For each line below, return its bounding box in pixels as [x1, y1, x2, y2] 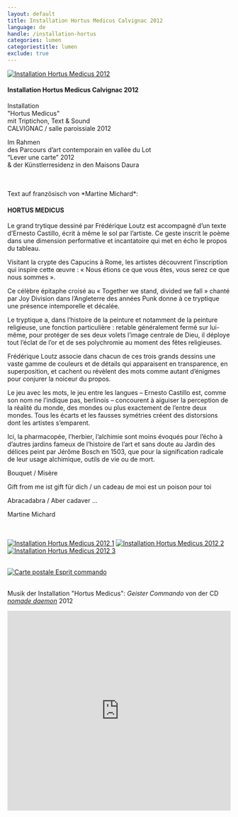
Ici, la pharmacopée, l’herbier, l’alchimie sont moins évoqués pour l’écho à [7, 433, 223, 441]
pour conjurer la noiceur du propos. [7, 374, 111, 384]
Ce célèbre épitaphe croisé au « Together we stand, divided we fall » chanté [7, 287, 230, 296]
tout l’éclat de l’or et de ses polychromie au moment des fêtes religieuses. [7, 338, 222, 347]
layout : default [7, 10, 55, 18]
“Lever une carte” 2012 [7, 153, 75, 162]
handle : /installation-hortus [7, 30, 97, 38]
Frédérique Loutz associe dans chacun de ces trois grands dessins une [7, 352, 216, 361]
